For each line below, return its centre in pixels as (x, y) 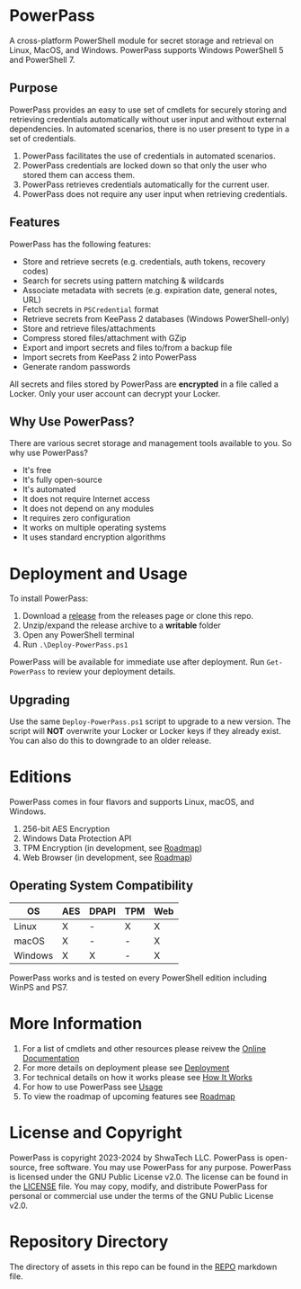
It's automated (49, 489)
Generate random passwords (76, 366)
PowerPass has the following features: (80, 244)
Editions (40, 777)
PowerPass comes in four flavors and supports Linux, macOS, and (132, 802)
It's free (37, 470)
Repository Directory (89, 1241)
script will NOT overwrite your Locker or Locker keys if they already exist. (145, 731)
